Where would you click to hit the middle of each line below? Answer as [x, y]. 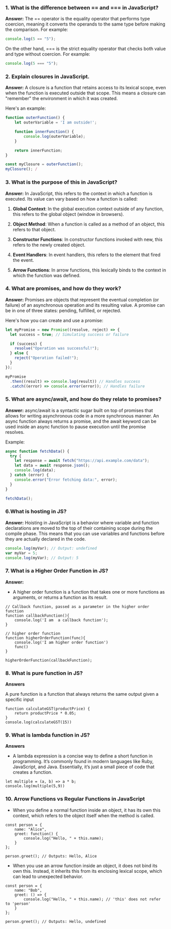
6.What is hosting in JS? [36, 511]
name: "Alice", [31, 829]
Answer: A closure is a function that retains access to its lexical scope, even [86, 88]
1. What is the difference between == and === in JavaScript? [82, 8]
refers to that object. [34, 229]
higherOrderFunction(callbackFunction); [49, 660]
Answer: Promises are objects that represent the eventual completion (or [82, 300]
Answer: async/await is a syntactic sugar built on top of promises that [79, 410]
